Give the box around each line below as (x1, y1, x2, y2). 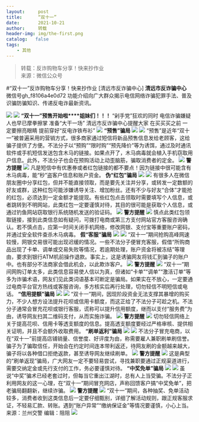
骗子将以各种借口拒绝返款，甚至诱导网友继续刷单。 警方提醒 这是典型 (6, 349, 190, 357)
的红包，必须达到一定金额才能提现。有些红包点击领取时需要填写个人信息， (6, 194, 188, 201)
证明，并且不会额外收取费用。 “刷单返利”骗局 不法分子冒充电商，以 (11, 327, 191, 335)
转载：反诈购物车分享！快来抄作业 (20, 64, 104, 71)
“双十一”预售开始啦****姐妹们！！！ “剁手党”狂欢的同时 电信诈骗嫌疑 (20, 112, 191, 119)
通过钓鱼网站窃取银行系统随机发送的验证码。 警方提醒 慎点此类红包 (6, 209, 185, 216)
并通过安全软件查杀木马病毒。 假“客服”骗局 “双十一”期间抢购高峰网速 (6, 231, 190, 238)
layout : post (6, 8, 49, 15)
